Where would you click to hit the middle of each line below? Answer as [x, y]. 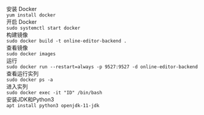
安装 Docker [22, 9]
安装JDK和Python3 [30, 99]
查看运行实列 [22, 74]
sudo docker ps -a [30, 80]
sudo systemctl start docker [43, 28]
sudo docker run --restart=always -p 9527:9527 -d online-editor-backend [102, 67]
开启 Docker [22, 22]
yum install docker [31, 15]
